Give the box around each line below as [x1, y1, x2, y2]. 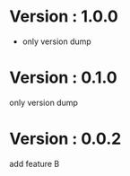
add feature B [9, 158, 60, 169]
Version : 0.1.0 [9, 67, 118, 88]
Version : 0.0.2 [9, 128, 122, 149]
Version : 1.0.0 [9, 6, 118, 27]
